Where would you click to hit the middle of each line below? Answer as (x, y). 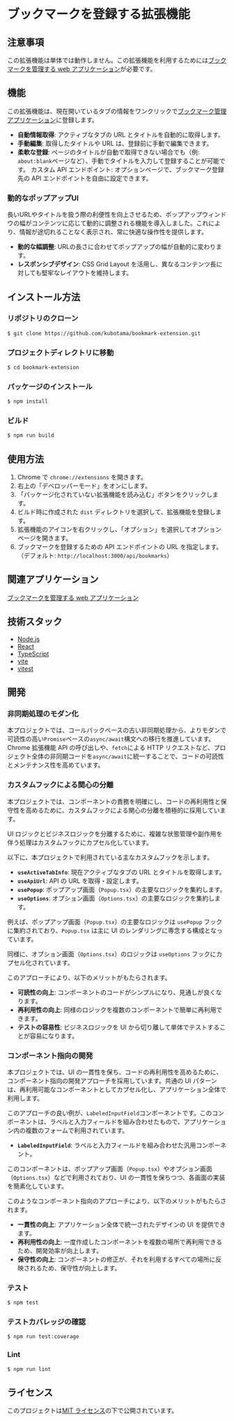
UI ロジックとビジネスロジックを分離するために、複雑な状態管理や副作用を (115, 834)
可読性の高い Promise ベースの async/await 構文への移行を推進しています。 (111, 739)
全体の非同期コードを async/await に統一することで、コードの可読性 (127, 756)
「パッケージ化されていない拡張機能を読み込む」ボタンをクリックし (115, 494)
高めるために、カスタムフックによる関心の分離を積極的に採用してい (123, 810)
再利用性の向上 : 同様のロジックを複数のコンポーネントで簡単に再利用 (117, 1009)
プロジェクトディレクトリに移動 (61, 353)
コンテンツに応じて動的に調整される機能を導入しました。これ (120, 223)
